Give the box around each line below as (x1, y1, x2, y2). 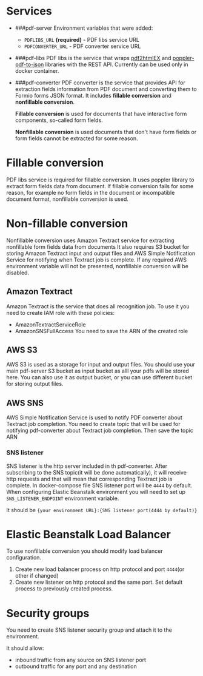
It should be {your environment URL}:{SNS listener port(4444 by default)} (6, 506, 198, 513)
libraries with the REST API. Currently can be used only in (45, 61, 188, 68)
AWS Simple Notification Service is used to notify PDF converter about (6, 414, 183, 421)
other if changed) (15, 572, 59, 580)
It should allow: (6, 644, 44, 652)
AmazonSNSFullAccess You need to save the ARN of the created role (15, 327, 188, 334)
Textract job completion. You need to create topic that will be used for (6, 421, 181, 428)
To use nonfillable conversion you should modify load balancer (6, 547, 163, 555)
